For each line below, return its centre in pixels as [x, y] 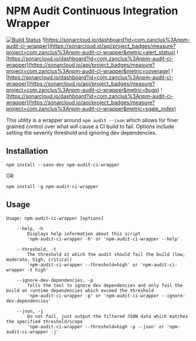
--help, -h [30, 228]
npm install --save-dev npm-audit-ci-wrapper [63, 165]
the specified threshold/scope [44, 322]
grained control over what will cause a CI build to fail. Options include [90, 126]
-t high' [38, 270]
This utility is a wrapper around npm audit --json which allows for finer [92, 120]
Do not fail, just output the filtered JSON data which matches [108, 316]
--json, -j [30, 311]
